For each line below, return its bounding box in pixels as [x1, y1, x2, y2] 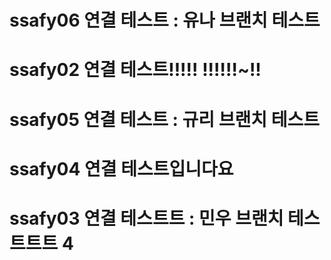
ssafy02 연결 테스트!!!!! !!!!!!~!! [9, 59, 262, 81]
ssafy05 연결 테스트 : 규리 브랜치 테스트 [9, 108, 320, 131]
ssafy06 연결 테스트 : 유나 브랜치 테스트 [9, 9, 321, 32]
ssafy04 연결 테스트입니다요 [9, 157, 234, 180]
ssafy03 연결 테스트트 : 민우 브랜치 [9, 207, 284, 230]
